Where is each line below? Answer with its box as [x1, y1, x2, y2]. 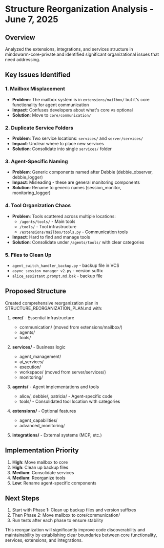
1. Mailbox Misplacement [5, 86, 65, 92]
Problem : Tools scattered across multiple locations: [12, 213, 116, 219]
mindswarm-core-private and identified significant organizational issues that [5, 51, 159, 57]
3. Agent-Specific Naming [5, 158, 68, 165]
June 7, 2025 [5, 14, 59, 25]
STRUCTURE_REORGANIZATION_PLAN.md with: [5, 305, 102, 311]
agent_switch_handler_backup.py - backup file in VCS [12, 263, 120, 268]
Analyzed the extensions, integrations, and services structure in [5, 46, 133, 52]
